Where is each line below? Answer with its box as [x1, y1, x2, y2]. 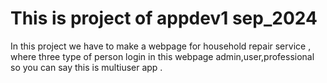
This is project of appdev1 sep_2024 [10, 7, 318, 30]
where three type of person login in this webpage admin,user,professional [10, 50, 315, 62]
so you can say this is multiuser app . [10, 61, 163, 73]
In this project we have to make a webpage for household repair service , [10, 40, 312, 52]
